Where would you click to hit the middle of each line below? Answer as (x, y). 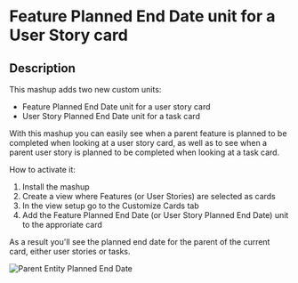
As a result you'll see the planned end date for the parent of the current (140, 242)
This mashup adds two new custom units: (85, 89)
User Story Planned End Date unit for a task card (111, 116)
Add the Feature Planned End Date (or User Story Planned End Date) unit (155, 215)
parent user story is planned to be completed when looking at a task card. (145, 152)
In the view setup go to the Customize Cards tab (110, 206)
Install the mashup (56, 187)
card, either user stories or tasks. (70, 251)
